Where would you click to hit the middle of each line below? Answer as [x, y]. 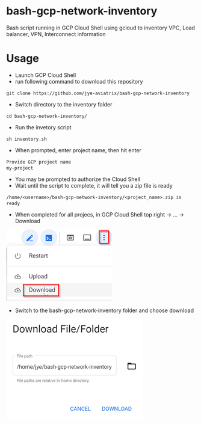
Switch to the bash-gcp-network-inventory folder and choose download [104, 310]
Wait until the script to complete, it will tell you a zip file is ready [94, 185]
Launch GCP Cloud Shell [45, 75]
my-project [20, 168]
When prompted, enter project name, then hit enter [78, 150]
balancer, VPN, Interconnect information [56, 34]
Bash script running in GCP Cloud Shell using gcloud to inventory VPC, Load [101, 28]
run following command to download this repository [79, 81]
